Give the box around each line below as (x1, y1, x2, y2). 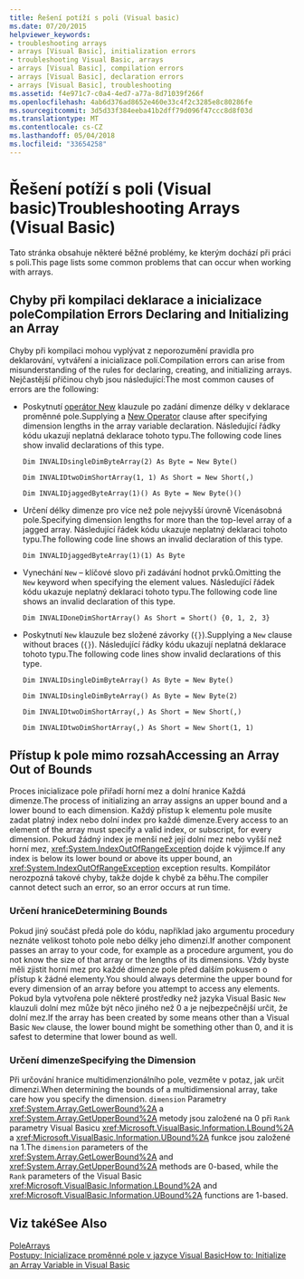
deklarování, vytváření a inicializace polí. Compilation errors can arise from (9, 354, 285, 365)
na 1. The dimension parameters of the (9, 1141, 148, 1152)
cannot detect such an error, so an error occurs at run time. (9, 882, 231, 893)
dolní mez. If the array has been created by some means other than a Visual (9, 1012, 290, 1023)
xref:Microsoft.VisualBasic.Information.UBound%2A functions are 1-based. (9, 1189, 289, 1200)
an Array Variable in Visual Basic (9, 1259, 130, 1270)
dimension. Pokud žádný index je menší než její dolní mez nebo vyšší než (9, 834, 282, 845)
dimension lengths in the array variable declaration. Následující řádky (22, 420, 280, 431)
